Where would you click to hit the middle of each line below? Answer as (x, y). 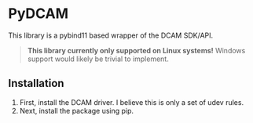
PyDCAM (38, 14)
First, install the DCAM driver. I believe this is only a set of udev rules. (132, 102)
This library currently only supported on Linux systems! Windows (136, 50)
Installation (36, 83)
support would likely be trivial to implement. (98, 59)
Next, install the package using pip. (77, 110)
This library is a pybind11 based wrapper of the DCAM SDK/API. (111, 35)
